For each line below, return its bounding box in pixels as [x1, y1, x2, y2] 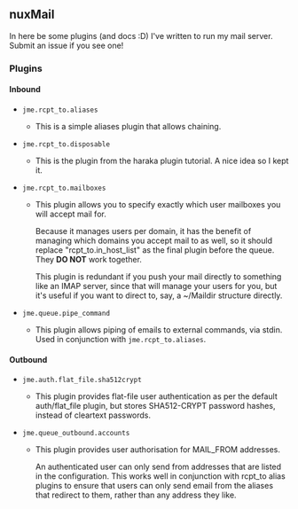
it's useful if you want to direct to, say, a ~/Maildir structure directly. [35, 290, 283, 301]
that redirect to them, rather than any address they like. [35, 489, 237, 500]
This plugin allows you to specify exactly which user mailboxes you [35, 199, 281, 209]
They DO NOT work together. [35, 254, 142, 264]
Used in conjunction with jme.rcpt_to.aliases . [35, 333, 207, 344]
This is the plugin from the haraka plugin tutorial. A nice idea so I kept [35, 155, 289, 166]
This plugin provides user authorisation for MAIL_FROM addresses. [35, 444, 281, 455]
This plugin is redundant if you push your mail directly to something [35, 270, 282, 282]
